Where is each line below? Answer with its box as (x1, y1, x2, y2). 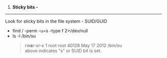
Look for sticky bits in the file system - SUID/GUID (5, 18, 108, 24)
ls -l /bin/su (12, 33, 36, 39)
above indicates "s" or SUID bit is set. (24, 48, 102, 54)
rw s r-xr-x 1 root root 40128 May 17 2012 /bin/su (24, 43, 122, 48)
